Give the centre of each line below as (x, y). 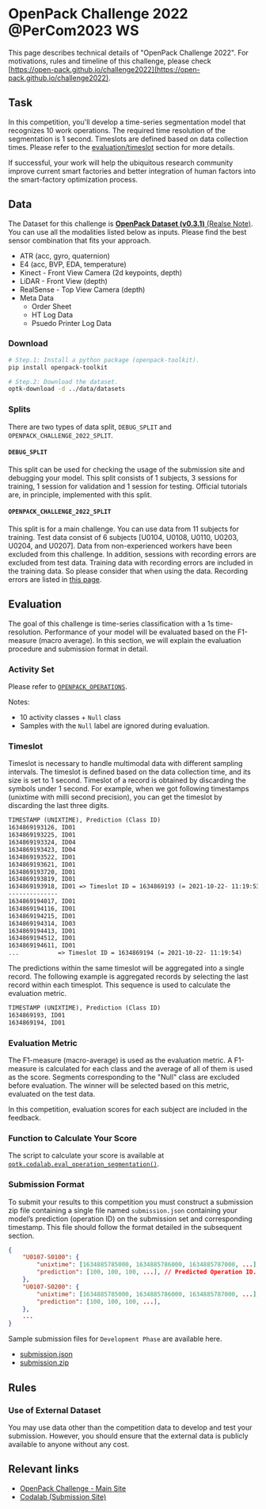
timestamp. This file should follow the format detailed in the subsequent (125, 1227)
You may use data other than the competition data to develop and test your (130, 1427)
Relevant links (44, 1469)
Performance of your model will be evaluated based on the (140, 632)
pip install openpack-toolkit (58, 367)
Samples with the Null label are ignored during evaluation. (114, 726)
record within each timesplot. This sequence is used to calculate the (120, 985)
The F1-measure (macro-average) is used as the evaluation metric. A (120, 1060)
